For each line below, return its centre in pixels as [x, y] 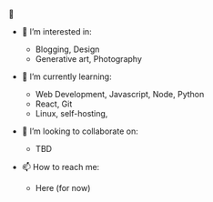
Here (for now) [63, 188]
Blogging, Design [67, 49]
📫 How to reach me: [61, 167]
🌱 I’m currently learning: [66, 76]
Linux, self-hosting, [71, 113]
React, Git [54, 104]
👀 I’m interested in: [56, 31]
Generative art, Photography [89, 59]
